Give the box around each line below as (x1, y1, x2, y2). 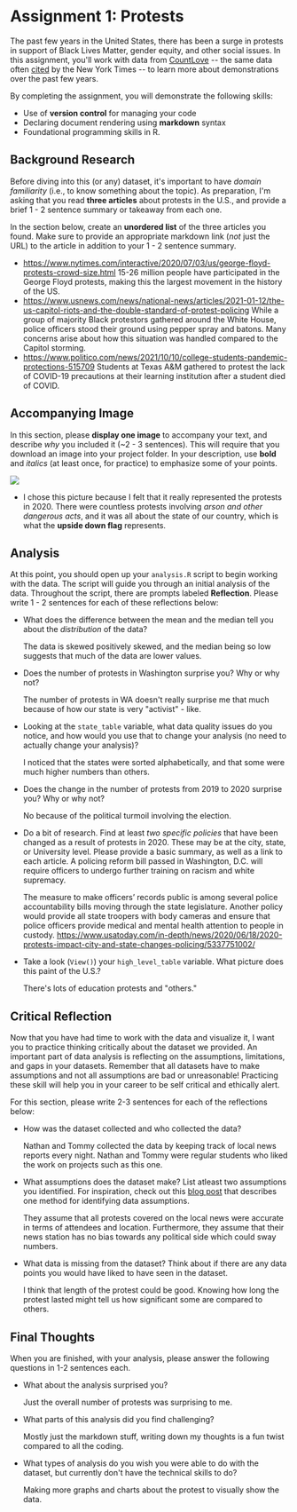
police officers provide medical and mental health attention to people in (22, 921, 284, 931)
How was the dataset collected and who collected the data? (22, 1123, 242, 1134)
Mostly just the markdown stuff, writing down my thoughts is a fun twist (22, 1431, 285, 1442)
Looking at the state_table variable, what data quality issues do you (22, 721, 273, 732)
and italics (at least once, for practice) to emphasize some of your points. (10, 457, 278, 468)
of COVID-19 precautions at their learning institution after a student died (22, 370, 286, 381)
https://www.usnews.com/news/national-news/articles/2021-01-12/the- (22, 295, 285, 305)
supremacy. (22, 875, 66, 885)
